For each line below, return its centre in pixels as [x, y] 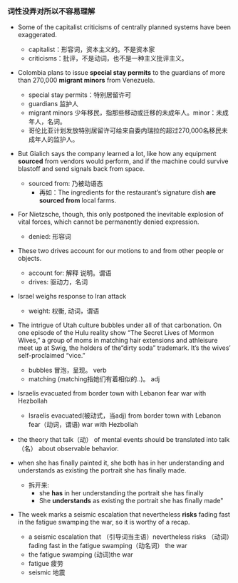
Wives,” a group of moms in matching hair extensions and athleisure [118, 341]
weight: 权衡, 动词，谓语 [64, 311]
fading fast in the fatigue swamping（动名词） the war [108, 546]
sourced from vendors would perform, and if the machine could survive [123, 161]
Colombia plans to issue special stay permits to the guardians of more [121, 73]
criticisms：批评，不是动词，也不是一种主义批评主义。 [108, 58]
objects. [30, 259]
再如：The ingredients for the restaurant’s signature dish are [127, 192]
